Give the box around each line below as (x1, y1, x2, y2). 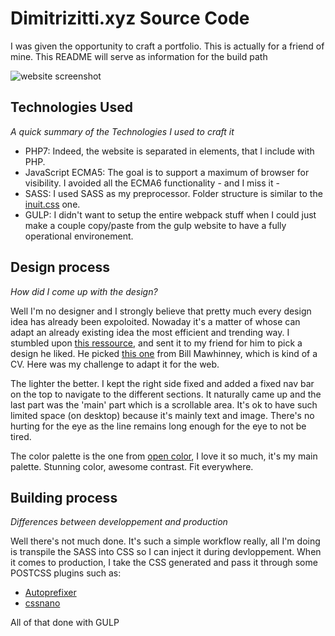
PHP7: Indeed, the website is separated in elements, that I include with (24, 145, 315, 157)
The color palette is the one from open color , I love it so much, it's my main (10, 450, 318, 462)
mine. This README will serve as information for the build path (10, 50, 268, 62)
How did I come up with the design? (10, 285, 158, 297)
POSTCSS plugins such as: (10, 567, 122, 579)
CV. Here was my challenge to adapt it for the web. (10, 358, 220, 370)
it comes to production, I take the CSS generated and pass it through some (10, 557, 318, 569)
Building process (10, 489, 118, 506)
